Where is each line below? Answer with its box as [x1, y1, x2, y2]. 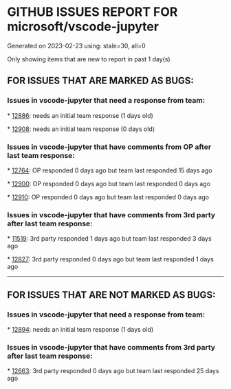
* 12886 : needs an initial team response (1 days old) [7, 111, 153, 119]
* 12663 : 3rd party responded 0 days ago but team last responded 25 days [7, 367, 219, 375]
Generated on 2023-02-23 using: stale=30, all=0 [7, 41, 146, 50]
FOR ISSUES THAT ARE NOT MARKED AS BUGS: [7, 289, 216, 301]
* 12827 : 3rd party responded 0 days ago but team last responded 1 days [7, 255, 214, 263]
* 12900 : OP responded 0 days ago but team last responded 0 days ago [7, 179, 211, 188]
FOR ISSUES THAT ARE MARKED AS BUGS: [7, 75, 195, 87]
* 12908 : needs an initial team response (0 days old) [7, 125, 155, 133]
